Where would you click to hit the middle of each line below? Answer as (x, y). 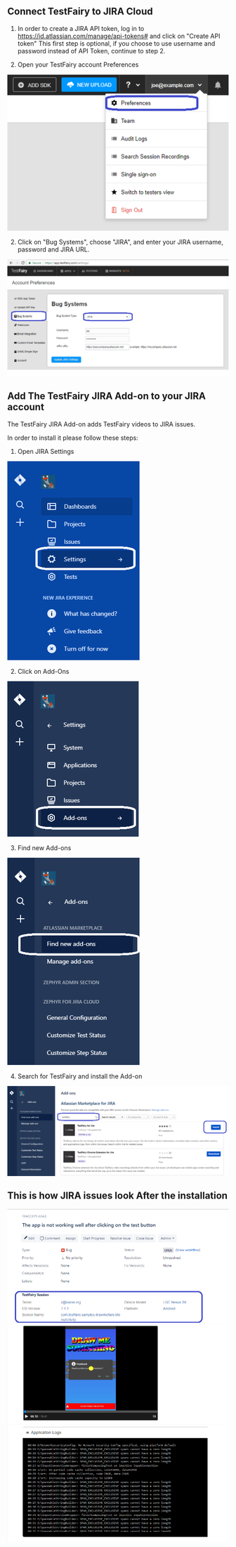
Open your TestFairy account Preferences (78, 64)
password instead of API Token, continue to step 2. (91, 51)
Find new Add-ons (44, 848)
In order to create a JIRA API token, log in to (81, 28)
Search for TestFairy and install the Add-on (80, 1076)
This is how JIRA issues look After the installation (118, 1196)
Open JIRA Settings (46, 451)
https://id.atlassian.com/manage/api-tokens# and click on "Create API (119, 36)
